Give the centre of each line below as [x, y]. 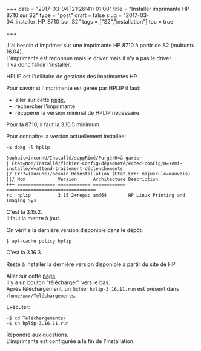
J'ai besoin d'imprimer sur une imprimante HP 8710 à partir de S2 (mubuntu [100, 45]
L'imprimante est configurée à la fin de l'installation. [71, 341]
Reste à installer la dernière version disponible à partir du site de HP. [91, 264]
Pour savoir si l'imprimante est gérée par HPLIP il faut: [74, 88]
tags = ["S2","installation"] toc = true [128, 22]
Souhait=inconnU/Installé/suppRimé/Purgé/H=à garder [74, 158]
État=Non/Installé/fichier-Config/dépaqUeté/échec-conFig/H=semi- [97, 163]
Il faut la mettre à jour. [33, 218]
